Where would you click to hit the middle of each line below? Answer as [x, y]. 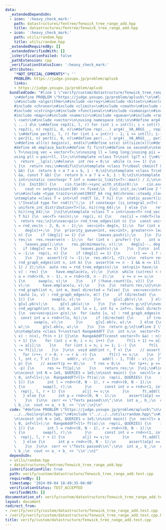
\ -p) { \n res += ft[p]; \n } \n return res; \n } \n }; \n [84, 368]
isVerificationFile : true [36, 469]
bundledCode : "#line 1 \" [36, 92]
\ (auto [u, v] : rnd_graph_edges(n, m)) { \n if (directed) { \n [85, 295]
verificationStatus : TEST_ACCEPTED [46, 487]
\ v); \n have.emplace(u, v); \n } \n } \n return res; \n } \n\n [87, 286]
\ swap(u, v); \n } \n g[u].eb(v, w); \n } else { [86, 322]
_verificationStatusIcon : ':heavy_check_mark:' [60, 65]
